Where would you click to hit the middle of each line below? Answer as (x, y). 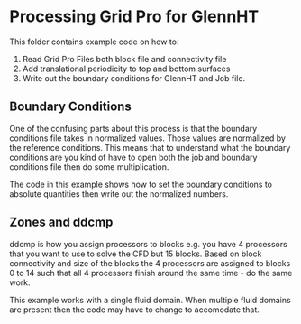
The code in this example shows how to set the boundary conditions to (141, 184)
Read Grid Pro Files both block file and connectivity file (124, 59)
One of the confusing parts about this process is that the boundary (133, 128)
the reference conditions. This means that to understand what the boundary (150, 147)
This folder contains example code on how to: (94, 42)
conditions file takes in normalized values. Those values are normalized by (148, 138)
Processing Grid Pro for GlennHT (134, 17)
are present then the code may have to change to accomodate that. (134, 310)
